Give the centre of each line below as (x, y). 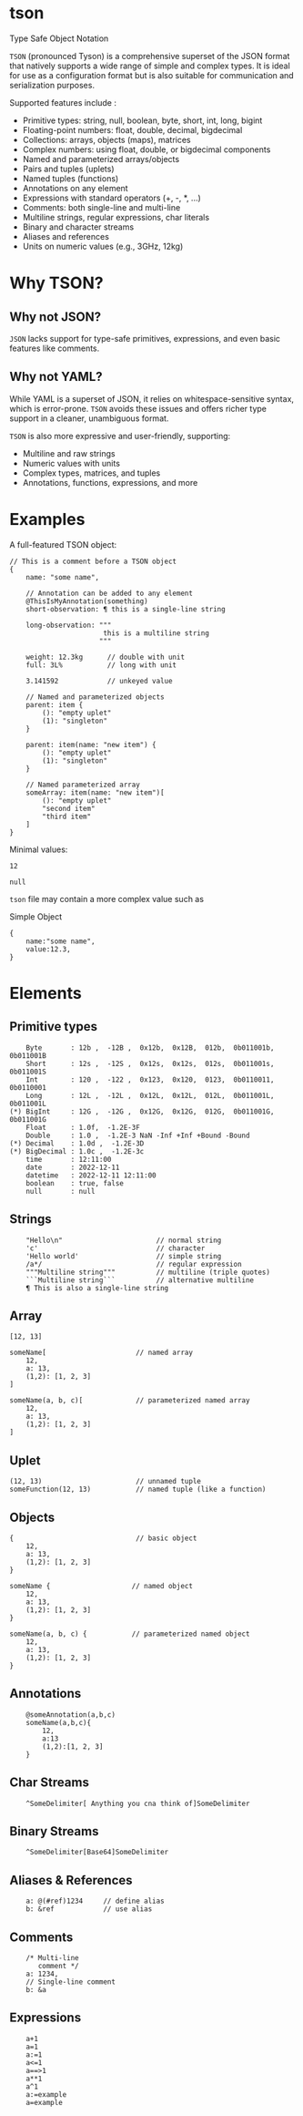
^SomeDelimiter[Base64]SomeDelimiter (97, 1853)
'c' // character (116, 1248)
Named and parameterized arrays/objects (101, 159)
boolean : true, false (75, 1183)
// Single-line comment (71, 1982)
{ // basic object (103, 1538)
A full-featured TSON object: (63, 544)
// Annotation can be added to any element (110, 593)
